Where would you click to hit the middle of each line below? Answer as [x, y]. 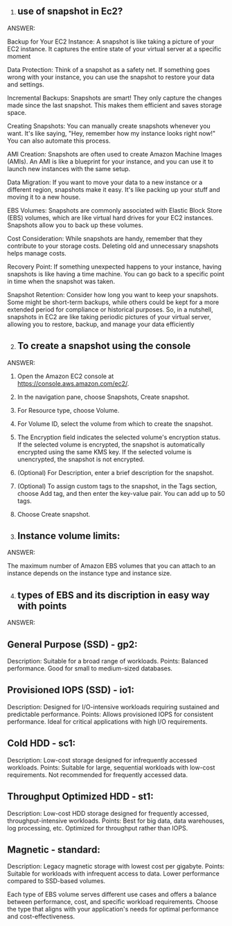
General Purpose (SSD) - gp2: [72, 644]
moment [19, 56]
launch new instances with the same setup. [69, 168]
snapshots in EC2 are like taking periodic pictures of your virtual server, [109, 317]
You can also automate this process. [59, 141]
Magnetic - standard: [54, 849]
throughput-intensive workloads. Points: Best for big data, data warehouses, [116, 821]
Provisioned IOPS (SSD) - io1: [71, 690]
